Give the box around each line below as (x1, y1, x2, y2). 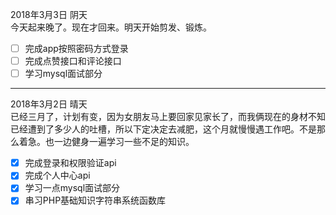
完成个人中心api (24, 169, 91, 182)
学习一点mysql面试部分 (24, 182, 121, 194)
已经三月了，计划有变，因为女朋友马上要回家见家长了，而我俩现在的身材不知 (10, 111, 326, 123)
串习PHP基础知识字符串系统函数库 (24, 194, 167, 207)
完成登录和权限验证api (24, 157, 117, 169)
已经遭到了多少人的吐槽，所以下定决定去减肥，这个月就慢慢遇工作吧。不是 (10, 123, 317, 135)
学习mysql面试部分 (24, 68, 103, 80)
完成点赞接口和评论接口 (24, 55, 122, 67)
